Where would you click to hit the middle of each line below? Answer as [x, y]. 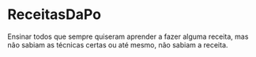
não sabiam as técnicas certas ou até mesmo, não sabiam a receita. [118, 44]
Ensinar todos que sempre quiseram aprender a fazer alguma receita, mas [128, 36]
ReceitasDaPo [55, 15]
